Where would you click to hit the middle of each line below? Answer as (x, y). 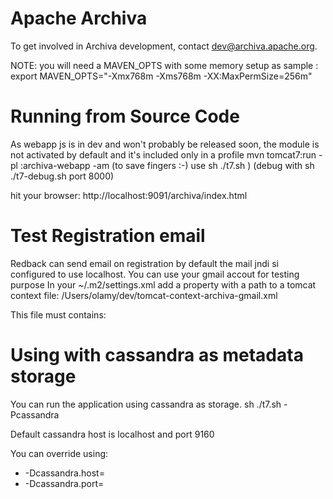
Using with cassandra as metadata (157, 355)
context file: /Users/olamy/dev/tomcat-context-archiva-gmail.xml (144, 295)
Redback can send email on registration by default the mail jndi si (144, 263)
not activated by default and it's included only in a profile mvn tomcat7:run (163, 154)
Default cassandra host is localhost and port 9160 (112, 434)
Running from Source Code (125, 116)
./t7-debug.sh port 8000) (62, 176)
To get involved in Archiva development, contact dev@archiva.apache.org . (164, 46)
